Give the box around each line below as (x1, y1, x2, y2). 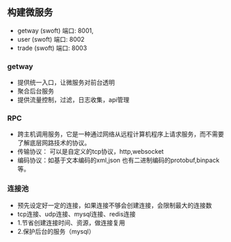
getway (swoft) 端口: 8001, (17, 26, 94, 35)
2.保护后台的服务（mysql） (17, 227, 95, 235)
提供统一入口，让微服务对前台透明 (17, 79, 115, 87)
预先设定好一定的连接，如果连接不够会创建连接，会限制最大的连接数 (17, 201, 212, 209)
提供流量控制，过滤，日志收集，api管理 (17, 96, 130, 104)
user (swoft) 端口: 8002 (17, 35, 85, 43)
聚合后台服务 (17, 87, 54, 95)
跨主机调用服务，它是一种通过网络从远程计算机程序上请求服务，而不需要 (17, 130, 224, 138)
